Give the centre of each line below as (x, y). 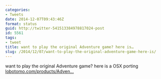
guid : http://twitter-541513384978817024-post (55, 28)
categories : (18, 10)
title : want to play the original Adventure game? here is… (70, 47)
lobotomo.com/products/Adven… (39, 71)
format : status (21, 24)
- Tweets (14, 14)
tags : (11, 38)
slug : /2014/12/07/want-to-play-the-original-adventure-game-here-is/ (81, 51)
